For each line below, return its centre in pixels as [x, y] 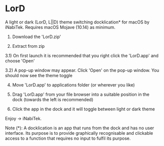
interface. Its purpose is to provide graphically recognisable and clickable [79, 133]
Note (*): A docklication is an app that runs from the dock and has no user [80, 128]
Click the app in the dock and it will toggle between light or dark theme [83, 109]
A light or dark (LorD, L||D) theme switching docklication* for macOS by [77, 22]
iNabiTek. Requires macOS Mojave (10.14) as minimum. [60, 27]
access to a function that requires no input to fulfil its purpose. [68, 138]
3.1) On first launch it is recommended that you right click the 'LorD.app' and [82, 55]
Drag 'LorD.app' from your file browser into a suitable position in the [81, 94]
